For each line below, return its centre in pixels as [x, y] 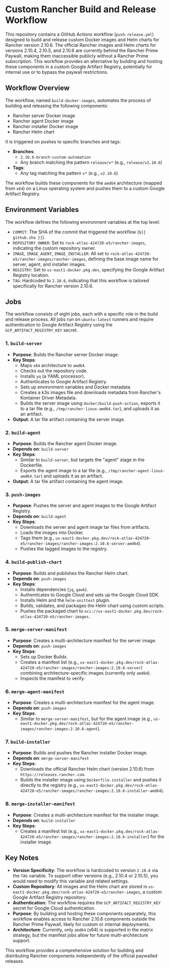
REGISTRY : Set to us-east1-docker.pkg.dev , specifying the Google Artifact [89, 269]
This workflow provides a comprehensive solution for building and [74, 950]
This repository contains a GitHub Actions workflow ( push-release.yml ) [79, 34]
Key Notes [22, 858]
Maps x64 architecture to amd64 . [53, 365]
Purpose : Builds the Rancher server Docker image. [66, 354]
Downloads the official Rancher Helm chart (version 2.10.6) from [87, 769]
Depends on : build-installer [44, 820]
